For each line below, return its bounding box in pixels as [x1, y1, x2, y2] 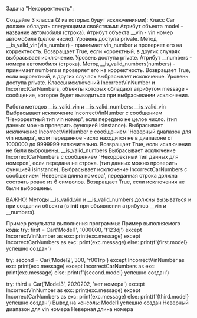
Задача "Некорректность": [6, 5, 74, 12]
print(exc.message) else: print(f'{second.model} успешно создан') [6, 269, 169, 276]
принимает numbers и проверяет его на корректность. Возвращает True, [6, 67, 191, 73]
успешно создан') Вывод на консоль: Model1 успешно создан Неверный [6, 299, 189, 306]
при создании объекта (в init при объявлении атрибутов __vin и [6, 202, 166, 209]
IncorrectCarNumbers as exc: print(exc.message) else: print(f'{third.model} [6, 293, 189, 300]
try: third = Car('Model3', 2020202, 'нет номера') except [6, 280, 145, 287]
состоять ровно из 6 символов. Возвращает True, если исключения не [6, 178, 185, 185]
